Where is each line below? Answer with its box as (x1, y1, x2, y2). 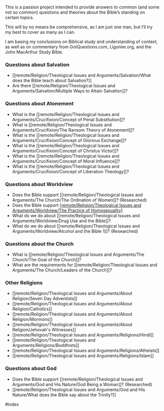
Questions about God (5, 365, 57, 372)
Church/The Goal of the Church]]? (12, 257, 82, 263)
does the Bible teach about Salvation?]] (12, 78, 92, 84)
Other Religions (5, 279, 43, 286)
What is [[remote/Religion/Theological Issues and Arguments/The (12, 251, 144, 257)
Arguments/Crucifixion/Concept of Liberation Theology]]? (12, 168, 129, 174)
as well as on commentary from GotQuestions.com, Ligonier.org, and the (5, 44, 152, 49)
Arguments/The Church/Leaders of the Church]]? (12, 267, 112, 273)
